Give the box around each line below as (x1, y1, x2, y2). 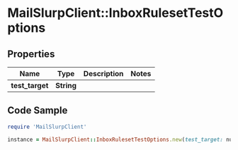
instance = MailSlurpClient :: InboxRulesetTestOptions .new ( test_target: (7, 136, 223, 143)
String (55, 81, 76, 90)
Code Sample (7, 104, 68, 117)
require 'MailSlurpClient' (7, 123, 87, 130)
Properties (7, 48, 55, 60)
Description (83, 69, 124, 78)
